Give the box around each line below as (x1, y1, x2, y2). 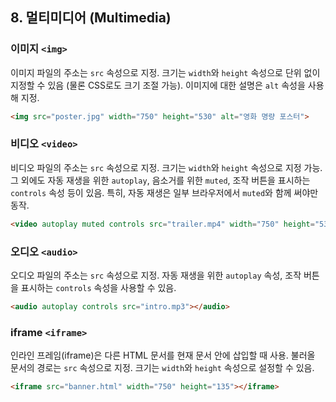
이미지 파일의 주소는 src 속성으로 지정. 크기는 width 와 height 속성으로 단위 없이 (10, 66, 321, 78)
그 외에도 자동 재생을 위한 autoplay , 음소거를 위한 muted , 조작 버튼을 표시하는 (10, 174, 311, 186)
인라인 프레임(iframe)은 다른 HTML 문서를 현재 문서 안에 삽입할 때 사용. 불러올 (10, 349, 316, 362)
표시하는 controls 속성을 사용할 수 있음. (20, 282, 177, 294)
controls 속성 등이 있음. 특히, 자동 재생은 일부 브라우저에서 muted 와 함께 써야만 (10, 186, 319, 198)
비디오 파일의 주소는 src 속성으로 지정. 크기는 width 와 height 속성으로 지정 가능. (10, 161, 323, 173)
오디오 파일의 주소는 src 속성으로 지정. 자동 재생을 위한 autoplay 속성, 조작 (10, 269, 302, 282)
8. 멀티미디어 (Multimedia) (10, 9, 172, 27)
